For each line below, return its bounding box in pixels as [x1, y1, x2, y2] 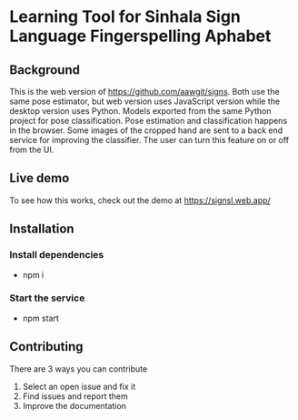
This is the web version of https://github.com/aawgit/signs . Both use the [9, 87, 280, 97]
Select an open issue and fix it [22, 381, 136, 392]
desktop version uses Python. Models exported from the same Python [9, 106, 272, 116]
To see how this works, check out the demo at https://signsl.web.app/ [9, 194, 271, 206]
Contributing [9, 339, 84, 354]
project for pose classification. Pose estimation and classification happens [9, 116, 288, 126]
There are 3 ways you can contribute [9, 363, 148, 374]
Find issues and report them [22, 390, 129, 402]
